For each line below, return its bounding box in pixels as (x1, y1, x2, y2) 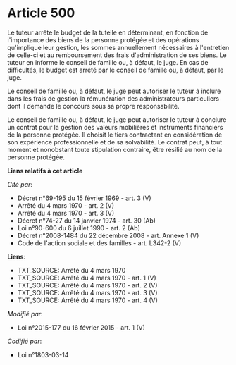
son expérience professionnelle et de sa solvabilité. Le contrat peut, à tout (7, 137, 223, 146)
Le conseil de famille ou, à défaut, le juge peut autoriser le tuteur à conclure (7, 115, 227, 124)
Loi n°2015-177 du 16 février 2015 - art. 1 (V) (17, 323, 146, 332)
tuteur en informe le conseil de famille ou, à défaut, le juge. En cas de (7, 58, 209, 66)
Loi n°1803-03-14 (17, 350, 69, 359)
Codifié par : (7, 337, 42, 345)
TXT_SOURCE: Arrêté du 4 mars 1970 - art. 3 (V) (17, 288, 158, 297)
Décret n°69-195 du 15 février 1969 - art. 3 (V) (17, 194, 151, 202)
